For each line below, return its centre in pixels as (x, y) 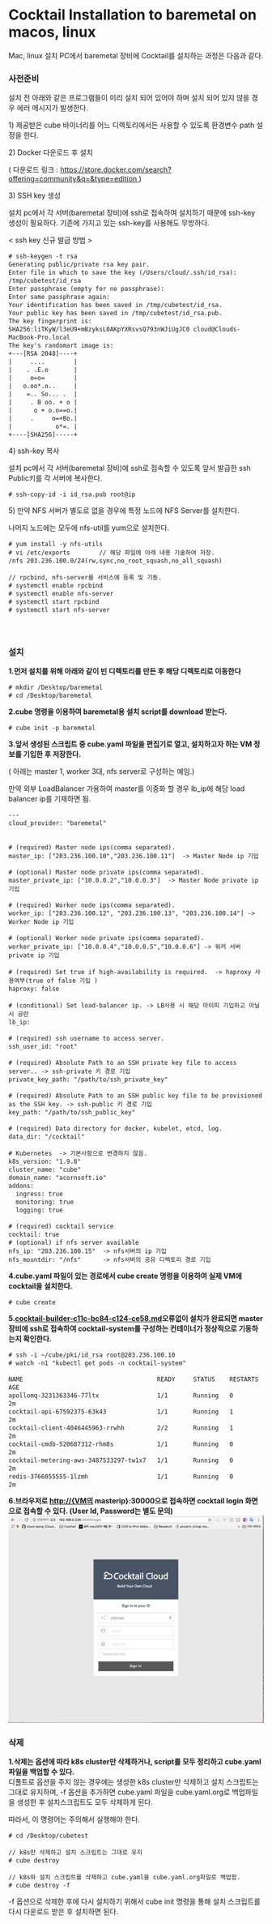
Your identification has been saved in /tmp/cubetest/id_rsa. (115, 306)
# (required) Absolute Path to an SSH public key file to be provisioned (136, 1096)
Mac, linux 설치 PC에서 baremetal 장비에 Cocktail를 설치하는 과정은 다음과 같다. (136, 55)
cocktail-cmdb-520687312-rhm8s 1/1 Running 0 (121, 1444)
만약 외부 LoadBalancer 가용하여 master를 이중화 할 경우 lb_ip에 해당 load (127, 789)
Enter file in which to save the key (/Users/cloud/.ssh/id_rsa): (123, 273)
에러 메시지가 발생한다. (53, 108)
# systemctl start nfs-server (59, 610)
